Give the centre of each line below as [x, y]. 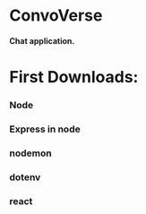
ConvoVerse [56, 16]
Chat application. [42, 40]
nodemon [30, 153]
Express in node [45, 129]
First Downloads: [74, 77]
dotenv [25, 177]
